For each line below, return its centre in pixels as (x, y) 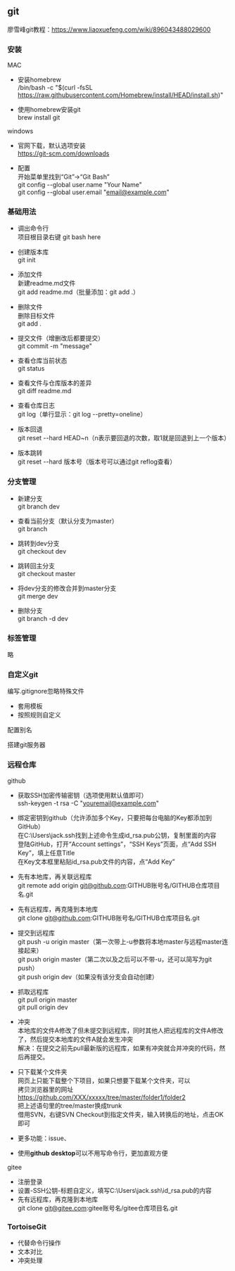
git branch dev (38, 506)
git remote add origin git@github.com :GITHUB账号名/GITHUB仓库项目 (119, 885)
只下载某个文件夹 (42, 1071)
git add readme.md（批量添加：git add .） (78, 292)
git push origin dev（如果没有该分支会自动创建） (88, 976)
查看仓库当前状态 (42, 361)
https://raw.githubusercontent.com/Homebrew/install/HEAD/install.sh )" (120, 95)
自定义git (23, 675)
